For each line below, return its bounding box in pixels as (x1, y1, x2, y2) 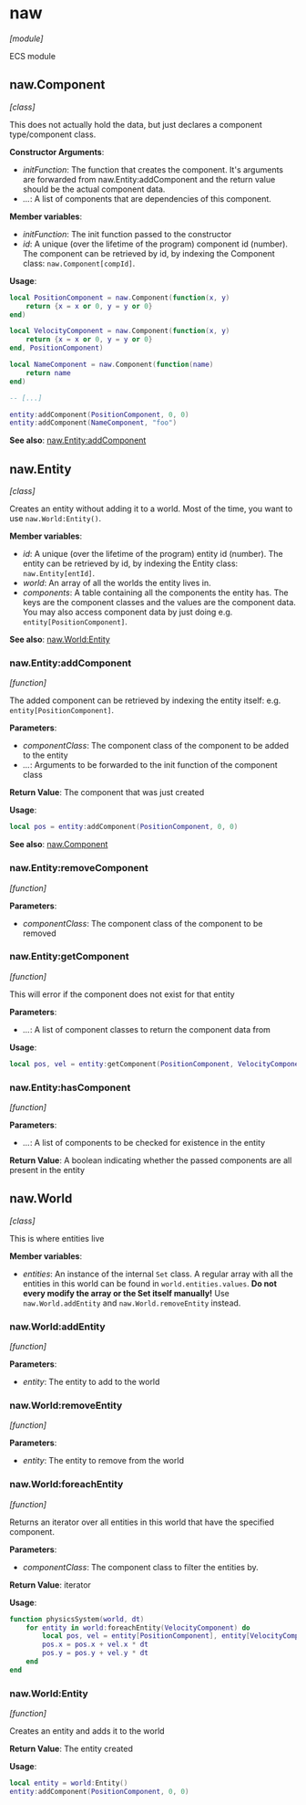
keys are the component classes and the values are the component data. (22, 597, 296, 608)
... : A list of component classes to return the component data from (22, 1023, 271, 1034)
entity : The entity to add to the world (22, 1377, 160, 1388)
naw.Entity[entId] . (22, 568, 96, 579)
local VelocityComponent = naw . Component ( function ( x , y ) (9, 327, 230, 336)
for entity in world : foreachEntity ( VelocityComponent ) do (25, 1623, 250, 1632)
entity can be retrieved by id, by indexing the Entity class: (22, 558, 239, 569)
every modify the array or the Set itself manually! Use (22, 1287, 229, 1298)
